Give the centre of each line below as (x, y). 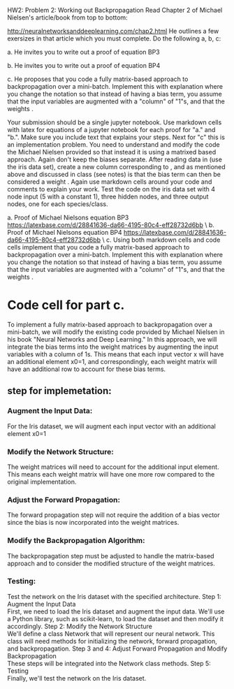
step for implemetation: (59, 391)
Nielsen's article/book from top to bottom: (67, 17)
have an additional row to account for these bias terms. (87, 369)
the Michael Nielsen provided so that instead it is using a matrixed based (112, 152)
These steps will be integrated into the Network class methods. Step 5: (109, 663)
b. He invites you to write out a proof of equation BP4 (84, 65)
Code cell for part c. (66, 305)
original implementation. (42, 481)
